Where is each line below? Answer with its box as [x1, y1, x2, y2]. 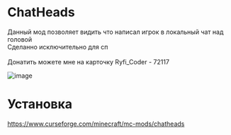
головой [7, 35, 33, 43]
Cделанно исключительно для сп [7, 42, 108, 51]
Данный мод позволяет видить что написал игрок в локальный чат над [7, 28, 224, 36]
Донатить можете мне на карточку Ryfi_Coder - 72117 [7, 57, 170, 66]
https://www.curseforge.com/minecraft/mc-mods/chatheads [7, 119, 185, 128]
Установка [7, 96, 73, 112]
